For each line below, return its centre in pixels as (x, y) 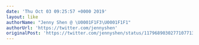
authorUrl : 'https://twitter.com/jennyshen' (62, 28)
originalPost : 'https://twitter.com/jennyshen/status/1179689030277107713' (102, 33)
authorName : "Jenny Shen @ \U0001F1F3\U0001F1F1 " (69, 22)
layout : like (22, 17)
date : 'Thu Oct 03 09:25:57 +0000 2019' (57, 11)
